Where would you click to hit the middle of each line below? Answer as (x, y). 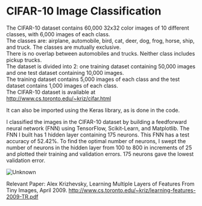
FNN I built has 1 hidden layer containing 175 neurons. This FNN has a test (98, 135)
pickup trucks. (24, 60)
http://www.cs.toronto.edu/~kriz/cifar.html (59, 98)
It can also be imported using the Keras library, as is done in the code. (93, 110)
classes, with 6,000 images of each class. (58, 34)
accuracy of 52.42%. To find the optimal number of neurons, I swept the (96, 141)
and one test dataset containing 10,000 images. (65, 72)
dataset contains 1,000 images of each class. (62, 85)
